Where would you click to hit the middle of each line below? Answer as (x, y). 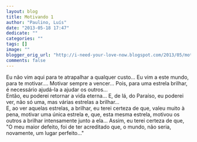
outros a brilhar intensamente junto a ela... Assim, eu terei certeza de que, (95, 120)
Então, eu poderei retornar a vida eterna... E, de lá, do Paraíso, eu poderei (95, 96)
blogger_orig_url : (28, 55)
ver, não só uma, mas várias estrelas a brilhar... (63, 102)
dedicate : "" (22, 33)
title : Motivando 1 (30, 17)
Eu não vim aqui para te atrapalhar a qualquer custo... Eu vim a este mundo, (98, 77)
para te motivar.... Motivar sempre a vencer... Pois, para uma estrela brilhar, (97, 83)
